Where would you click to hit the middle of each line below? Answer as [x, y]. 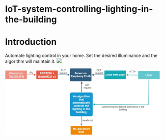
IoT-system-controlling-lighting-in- [79, 9]
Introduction [31, 42]
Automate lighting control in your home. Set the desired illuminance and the [82, 56]
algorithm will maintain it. [30, 61]
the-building [31, 19]
